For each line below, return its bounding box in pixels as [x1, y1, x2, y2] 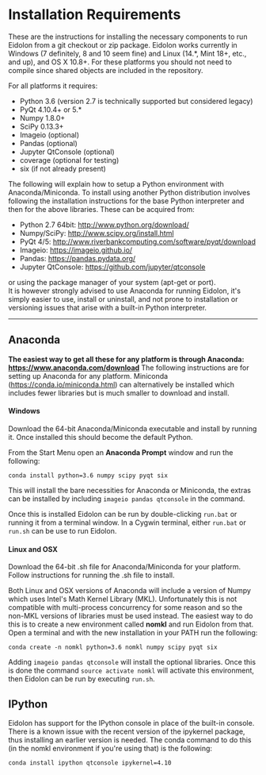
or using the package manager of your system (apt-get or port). [8, 277, 216, 287]
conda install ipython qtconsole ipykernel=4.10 [8, 758, 172, 767]
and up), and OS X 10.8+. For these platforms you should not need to [8, 57, 232, 67]
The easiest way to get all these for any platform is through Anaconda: [8, 354, 245, 364]
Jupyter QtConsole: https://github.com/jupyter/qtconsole [19, 262, 206, 272]
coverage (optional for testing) [19, 155, 120, 164]
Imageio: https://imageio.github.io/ [19, 245, 133, 255]
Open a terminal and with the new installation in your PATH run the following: [8, 628, 258, 638]
